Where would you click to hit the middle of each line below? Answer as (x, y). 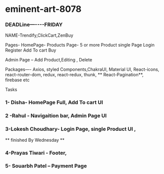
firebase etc (17, 80)
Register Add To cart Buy (31, 50)
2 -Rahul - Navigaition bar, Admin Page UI (56, 116)
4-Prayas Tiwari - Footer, (36, 153)
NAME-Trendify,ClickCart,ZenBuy (39, 35)
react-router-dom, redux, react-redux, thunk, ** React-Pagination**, (74, 75)
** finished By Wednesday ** (35, 140)
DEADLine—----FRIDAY (34, 25)
